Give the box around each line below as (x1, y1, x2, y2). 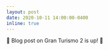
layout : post (6, 9, 40, 15)
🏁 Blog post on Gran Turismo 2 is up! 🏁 (6, 37, 104, 45)
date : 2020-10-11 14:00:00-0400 (6, 15, 88, 21)
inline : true (6, 20, 40, 26)
